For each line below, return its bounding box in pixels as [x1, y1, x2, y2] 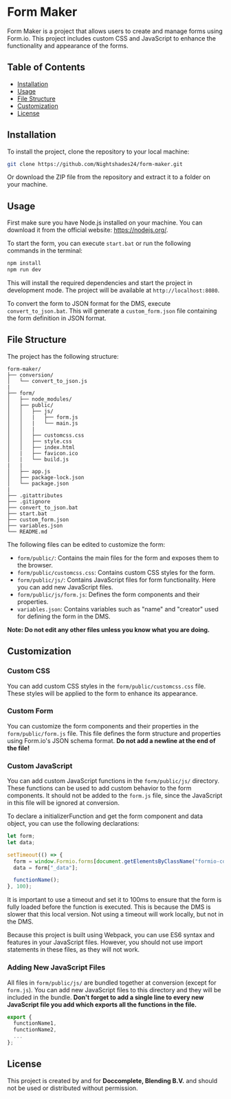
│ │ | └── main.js [7, 419, 78, 427]
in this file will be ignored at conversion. [7, 799, 120, 807]
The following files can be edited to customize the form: [7, 540, 166, 548]
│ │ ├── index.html [7, 443, 76, 451]
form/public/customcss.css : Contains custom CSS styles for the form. [16, 568, 215, 576]
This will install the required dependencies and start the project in [7, 279, 192, 286]
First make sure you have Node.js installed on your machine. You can [7, 218, 203, 227]
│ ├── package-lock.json [7, 474, 85, 481]
